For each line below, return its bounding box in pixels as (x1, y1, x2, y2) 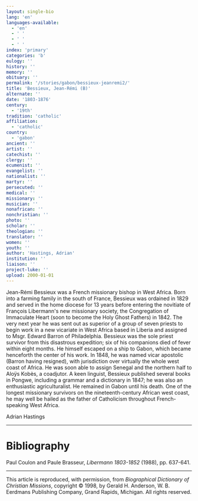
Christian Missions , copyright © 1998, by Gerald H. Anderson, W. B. (6, 482, 170, 489)
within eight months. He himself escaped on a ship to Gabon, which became (6, 345, 192, 352)
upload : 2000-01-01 (6, 272, 54, 278)
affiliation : (6, 119, 38, 125)
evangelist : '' (6, 168, 44, 174)
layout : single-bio (6, 8, 54, 15)
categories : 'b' (6, 53, 46, 58)
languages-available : (6, 19, 60, 25)
